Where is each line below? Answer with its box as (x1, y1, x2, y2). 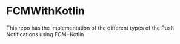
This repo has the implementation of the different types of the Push (6, 24, 175, 31)
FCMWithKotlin (6, 4, 85, 18)
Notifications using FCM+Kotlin (6, 30, 84, 37)
